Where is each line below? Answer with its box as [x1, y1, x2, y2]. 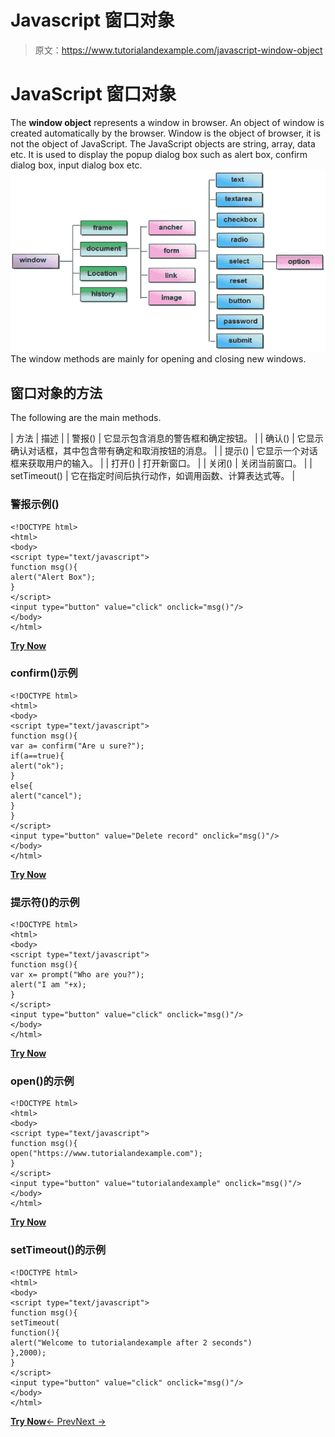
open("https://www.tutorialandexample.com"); [10, 1149, 203, 1159]
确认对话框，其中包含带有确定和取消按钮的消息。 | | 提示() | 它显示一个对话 [10, 445, 318, 457]
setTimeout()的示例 [10, 1243, 106, 1257]
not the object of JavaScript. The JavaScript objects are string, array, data [10, 137, 316, 150]
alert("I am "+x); [10, 980, 87, 990]
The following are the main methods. [10, 412, 162, 424]
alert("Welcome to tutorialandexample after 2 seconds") [10, 1337, 253, 1348]
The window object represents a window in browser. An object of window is [10, 116, 325, 128]
